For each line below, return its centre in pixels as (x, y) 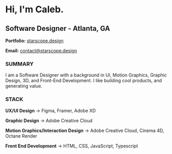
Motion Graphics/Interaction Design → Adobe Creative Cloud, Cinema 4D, (85, 130)
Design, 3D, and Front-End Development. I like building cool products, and (84, 81)
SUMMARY (20, 64)
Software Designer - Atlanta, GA (58, 28)
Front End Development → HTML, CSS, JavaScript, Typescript (72, 146)
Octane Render (21, 136)
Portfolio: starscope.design (34, 41)
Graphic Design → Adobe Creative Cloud (49, 120)
